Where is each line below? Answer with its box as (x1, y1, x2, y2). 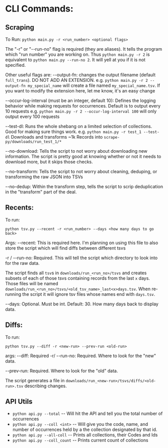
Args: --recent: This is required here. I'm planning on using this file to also (5, 240, 158, 246)
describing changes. (24, 383, 67, 389)
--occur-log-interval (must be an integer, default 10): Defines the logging (5, 97, 156, 103)
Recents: (5, 203, 34, 212)
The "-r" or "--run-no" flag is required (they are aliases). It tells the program (5, 46, 162, 52)
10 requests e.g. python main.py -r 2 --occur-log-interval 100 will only (5, 108, 157, 114)
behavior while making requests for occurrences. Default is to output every (5, 103, 161, 108)
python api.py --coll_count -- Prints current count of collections (12, 437, 148, 443)
